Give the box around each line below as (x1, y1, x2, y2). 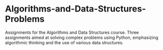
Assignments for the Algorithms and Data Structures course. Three (5, 29, 139, 35)
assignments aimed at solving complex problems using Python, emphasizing (5, 35, 159, 40)
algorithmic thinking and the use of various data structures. (5, 39, 124, 45)
